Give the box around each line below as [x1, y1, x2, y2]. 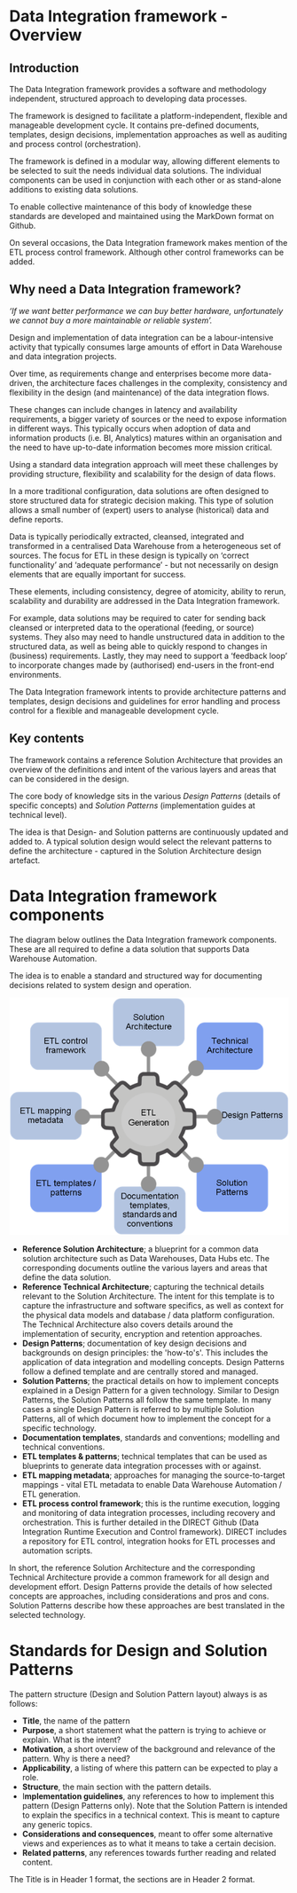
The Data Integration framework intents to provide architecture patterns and [9, 686, 286, 697]
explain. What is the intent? [21, 1734, 121, 1745]
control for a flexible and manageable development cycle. [9, 705, 220, 716]
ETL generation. [21, 1488, 82, 1500]
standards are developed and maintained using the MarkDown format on [9, 211, 275, 221]
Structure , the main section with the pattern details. [21, 1781, 212, 1793]
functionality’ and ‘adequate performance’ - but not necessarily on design [9, 559, 279, 569]
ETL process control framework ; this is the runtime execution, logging [21, 1498, 281, 1509]
